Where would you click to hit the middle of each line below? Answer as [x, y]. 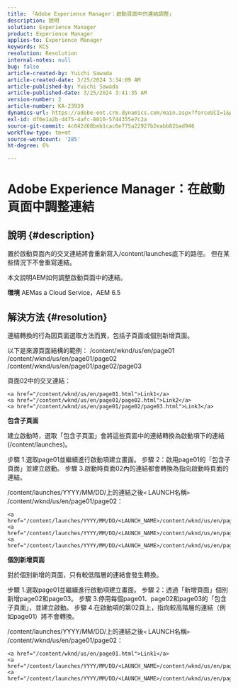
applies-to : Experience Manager [55, 40]
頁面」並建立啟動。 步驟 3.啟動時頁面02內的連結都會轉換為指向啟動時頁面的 [118, 468]
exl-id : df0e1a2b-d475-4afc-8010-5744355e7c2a [77, 119]
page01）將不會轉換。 [46, 616]
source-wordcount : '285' [44, 139]
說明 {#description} [51, 235]
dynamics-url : [28, 113]
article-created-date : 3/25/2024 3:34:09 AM [74, 80]
